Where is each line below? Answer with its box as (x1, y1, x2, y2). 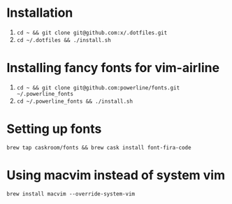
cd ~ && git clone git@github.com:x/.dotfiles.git (16, 29, 168, 36)
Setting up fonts (6, 121, 102, 137)
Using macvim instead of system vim (6, 168, 225, 183)
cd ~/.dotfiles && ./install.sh (16, 36, 111, 43)
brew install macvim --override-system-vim (6, 190, 136, 197)
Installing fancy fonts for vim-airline (6, 60, 220, 76)
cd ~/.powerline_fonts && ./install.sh (16, 98, 133, 105)
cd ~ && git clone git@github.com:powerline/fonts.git (16, 84, 180, 92)
